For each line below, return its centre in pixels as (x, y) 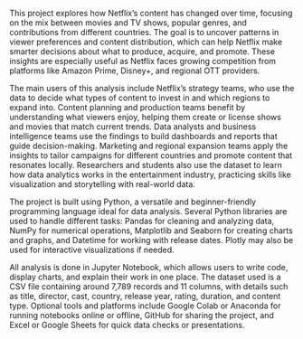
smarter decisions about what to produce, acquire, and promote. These (142, 52)
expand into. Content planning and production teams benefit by (128, 107)
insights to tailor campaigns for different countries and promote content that (151, 155)
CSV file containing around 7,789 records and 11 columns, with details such (149, 287)
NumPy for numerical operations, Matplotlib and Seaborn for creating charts (151, 231)
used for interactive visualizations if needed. (92, 250)
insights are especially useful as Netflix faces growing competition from (143, 61)
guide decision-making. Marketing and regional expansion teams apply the (149, 146)
